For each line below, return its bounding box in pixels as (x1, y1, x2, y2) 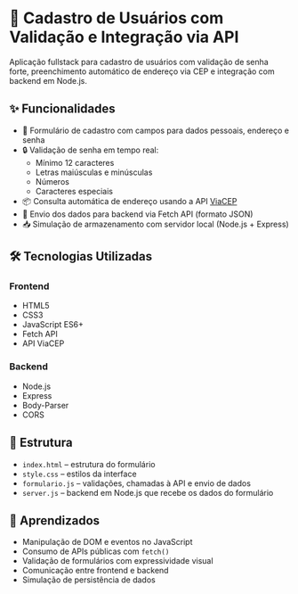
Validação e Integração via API (9, 27, 239, 47)
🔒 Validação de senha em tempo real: (21, 144, 159, 155)
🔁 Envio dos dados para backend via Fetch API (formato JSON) (21, 209, 254, 219)
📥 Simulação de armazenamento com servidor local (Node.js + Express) (21, 219, 289, 229)
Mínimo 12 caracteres (35, 157, 115, 168)
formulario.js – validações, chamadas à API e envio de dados (21, 477, 252, 489)
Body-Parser (21, 400, 69, 410)
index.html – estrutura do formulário (21, 458, 156, 469)
